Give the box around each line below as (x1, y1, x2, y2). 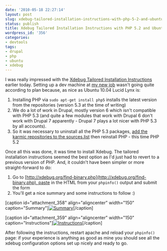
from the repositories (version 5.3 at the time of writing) (12, 102, 126, 108)
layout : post (5, 12, 32, 17)
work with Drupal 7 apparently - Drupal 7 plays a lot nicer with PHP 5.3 (12, 118, 157, 124)
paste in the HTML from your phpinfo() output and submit (38, 180, 158, 186)
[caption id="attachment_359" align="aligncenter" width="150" (5, 215, 135, 221)
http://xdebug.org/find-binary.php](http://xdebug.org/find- (26, 174, 147, 180)
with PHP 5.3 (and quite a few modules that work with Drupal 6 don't (12, 113, 153, 119)
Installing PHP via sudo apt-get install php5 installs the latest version (12, 97, 157, 103)
